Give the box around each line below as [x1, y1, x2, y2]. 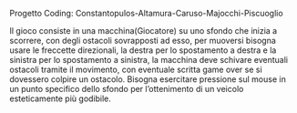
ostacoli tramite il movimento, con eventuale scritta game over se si [9, 64, 262, 75]
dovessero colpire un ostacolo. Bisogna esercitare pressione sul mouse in [9, 74, 287, 85]
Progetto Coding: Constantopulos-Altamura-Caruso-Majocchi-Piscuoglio [9, 8, 284, 18]
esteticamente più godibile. [9, 93, 112, 104]
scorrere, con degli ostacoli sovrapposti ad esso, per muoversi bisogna [9, 36, 276, 46]
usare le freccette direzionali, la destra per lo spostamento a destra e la [9, 45, 277, 56]
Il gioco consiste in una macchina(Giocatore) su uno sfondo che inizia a [9, 26, 278, 36]
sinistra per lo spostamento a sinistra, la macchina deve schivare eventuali [9, 55, 289, 65]
